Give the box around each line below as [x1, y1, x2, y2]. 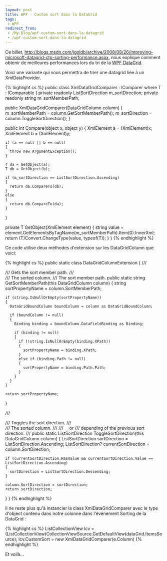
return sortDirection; [5, 486, 52, 491]
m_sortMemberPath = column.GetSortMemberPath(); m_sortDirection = [5, 110, 152, 116]
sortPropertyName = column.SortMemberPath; [5, 285, 102, 291]
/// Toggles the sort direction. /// [5, 419, 71, 426]
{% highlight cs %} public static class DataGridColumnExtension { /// [5, 259, 146, 265]
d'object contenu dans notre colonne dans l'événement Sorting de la [5, 510, 146, 516]
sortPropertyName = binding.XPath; [23, 348, 97, 353]
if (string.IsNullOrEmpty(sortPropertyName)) [5, 295, 101, 300]
